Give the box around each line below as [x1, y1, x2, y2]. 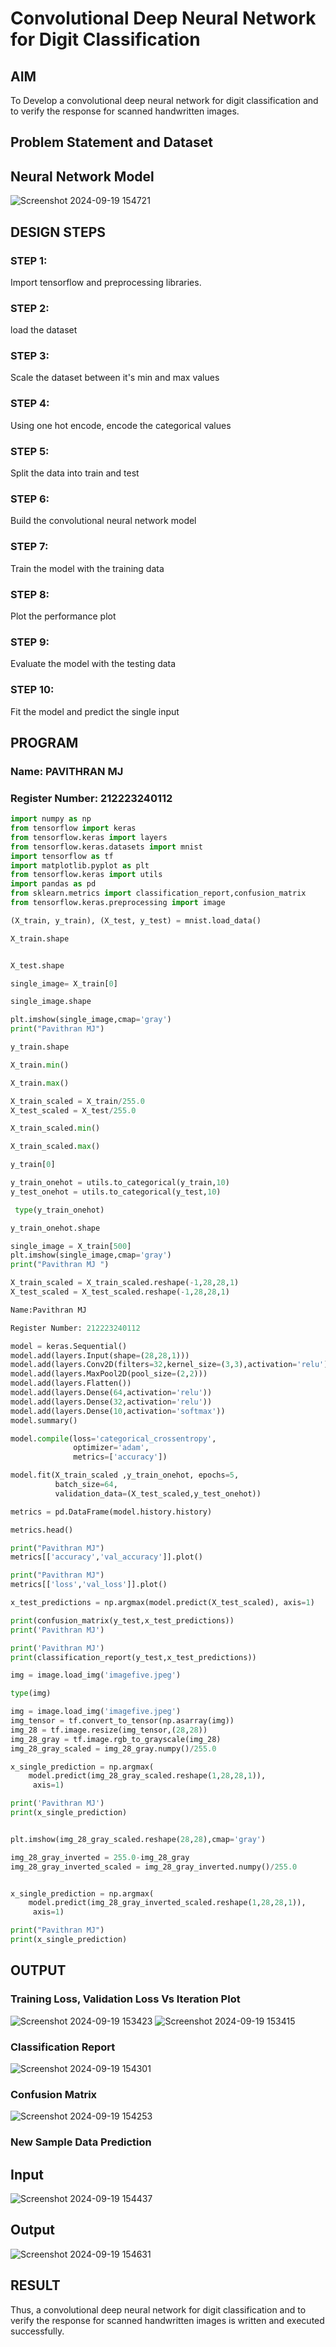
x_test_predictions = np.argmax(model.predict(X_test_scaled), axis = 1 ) [10, 1598, 315, 1608]
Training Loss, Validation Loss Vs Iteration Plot [10, 1992, 241, 2006]
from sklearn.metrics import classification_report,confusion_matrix [10, 888, 307, 899]
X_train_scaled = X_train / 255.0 [10, 1096, 145, 1106]
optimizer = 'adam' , [73, 1443, 150, 1453]
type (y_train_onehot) [14, 1205, 105, 1215]
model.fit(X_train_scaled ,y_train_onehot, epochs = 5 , [10, 1470, 240, 1481]
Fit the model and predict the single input [10, 705, 180, 717]
